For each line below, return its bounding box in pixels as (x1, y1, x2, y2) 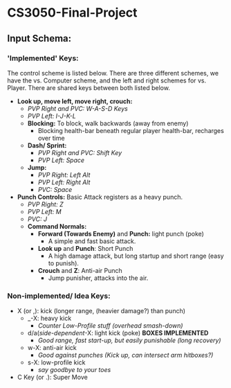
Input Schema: (7, 33, 72, 44)
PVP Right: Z (27, 200, 64, 209)
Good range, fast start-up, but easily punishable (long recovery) (37, 336, 221, 344)
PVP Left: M (27, 207, 62, 215)
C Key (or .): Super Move (17, 373, 88, 382)
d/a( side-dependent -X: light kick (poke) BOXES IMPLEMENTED (27, 329, 209, 337)
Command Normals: (27, 222, 87, 230)
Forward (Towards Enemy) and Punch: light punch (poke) (37, 229, 204, 238)
